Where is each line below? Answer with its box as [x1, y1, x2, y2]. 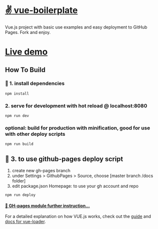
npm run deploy [5, 193, 36, 197]
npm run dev [5, 114, 29, 118]
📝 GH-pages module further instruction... [5, 203, 90, 209]
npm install [5, 91, 29, 96]
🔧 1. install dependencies [5, 80, 65, 87]
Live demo [5, 47, 48, 57]
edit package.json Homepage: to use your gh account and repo [12, 183, 139, 189]
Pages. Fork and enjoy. [5, 29, 51, 35]
